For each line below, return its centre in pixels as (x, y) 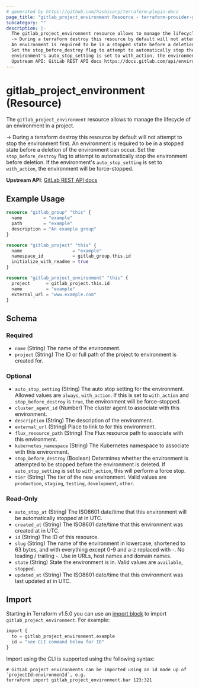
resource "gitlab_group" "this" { (49, 213)
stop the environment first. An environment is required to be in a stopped (95, 143)
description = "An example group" (54, 229)
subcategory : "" (26, 23)
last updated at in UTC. (43, 581)
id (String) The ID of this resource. (57, 537)
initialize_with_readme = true (50, 262)
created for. (29, 361)
